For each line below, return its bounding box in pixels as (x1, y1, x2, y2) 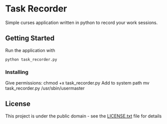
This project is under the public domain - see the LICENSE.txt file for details (5, 113, 162, 119)
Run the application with (5, 47, 55, 53)
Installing (5, 68, 29, 75)
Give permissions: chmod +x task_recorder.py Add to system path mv (5, 80, 150, 86)
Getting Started (5, 34, 55, 42)
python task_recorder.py (5, 57, 57, 62)
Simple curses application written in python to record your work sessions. (5, 19, 158, 25)
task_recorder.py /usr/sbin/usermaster (5, 85, 85, 91)
